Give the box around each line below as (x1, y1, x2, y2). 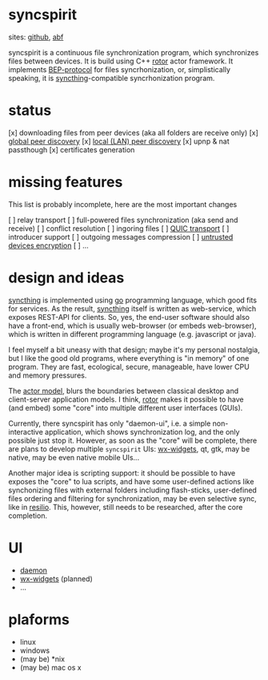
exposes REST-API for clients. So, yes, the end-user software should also (8, 312, 250, 322)
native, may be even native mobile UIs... (8, 452, 140, 462)
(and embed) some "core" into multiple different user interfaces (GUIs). (8, 403, 243, 412)
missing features (8, 173, 123, 192)
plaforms (8, 610, 70, 629)
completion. (8, 511, 48, 520)
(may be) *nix (19, 654, 66, 663)
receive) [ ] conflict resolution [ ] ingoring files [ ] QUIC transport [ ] (8, 223, 230, 233)
